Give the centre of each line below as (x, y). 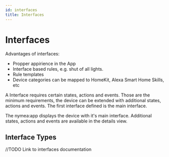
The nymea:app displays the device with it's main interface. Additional (79, 116)
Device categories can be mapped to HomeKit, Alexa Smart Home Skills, (88, 80)
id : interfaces (21, 10)
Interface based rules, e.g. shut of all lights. (58, 69)
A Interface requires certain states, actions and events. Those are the (78, 95)
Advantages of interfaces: (32, 54)
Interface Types (31, 137)
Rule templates (28, 75)
